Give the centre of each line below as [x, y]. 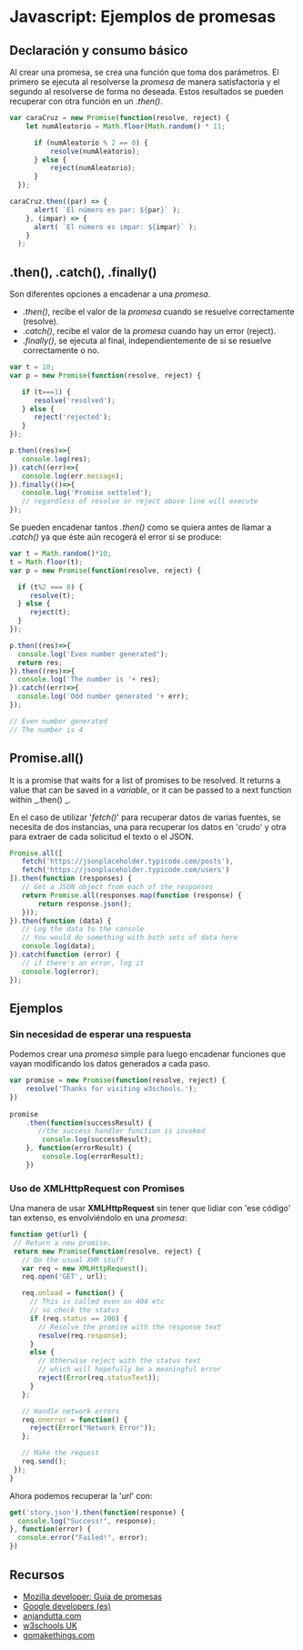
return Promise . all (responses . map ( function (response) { [132, 895]
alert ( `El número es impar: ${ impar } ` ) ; [115, 227]
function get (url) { [49, 1235]
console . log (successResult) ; [97, 1139]
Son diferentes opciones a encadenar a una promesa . [110, 294]
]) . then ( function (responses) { [71, 879]
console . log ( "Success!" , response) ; [87, 1521]
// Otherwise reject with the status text [120, 1361]
